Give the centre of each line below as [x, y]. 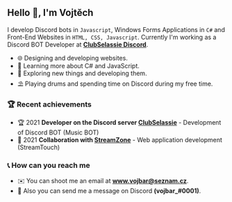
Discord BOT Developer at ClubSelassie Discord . [78, 44]
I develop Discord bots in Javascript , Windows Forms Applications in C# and [116, 29]
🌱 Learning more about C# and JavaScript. [78, 65]
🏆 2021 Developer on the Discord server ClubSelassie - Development [119, 123]
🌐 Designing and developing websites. [73, 58]
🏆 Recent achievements [50, 104]
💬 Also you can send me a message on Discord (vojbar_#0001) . [109, 191]
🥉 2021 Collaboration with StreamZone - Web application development [119, 140]
